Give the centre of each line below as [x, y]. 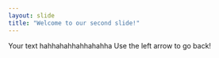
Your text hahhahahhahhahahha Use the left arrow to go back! [110, 45]
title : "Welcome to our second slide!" [74, 23]
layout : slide [32, 15]
